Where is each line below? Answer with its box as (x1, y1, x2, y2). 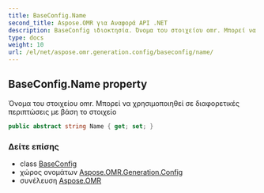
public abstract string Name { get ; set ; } (8, 122, 154, 131)
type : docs (8, 33, 44, 42)
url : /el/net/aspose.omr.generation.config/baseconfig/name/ (8, 48, 214, 56)
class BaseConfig (19, 159, 77, 168)
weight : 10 (8, 41, 44, 49)
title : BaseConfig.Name (8, 11, 87, 20)
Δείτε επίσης (8, 141, 59, 152)
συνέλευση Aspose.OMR (19, 176, 102, 185)
